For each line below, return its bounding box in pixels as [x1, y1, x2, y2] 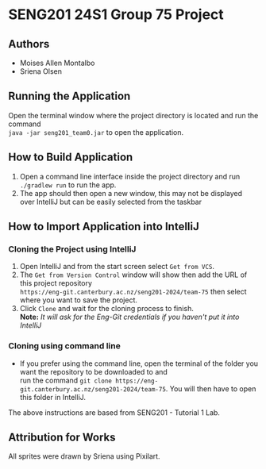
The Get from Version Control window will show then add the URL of [19, 270, 248, 279]
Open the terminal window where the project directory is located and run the [8, 110, 259, 120]
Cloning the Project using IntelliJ [8, 244, 137, 255]
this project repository [19, 279, 93, 288]
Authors [8, 37, 50, 51]
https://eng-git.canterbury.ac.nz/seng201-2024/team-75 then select [19, 287, 248, 297]
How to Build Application [8, 151, 133, 164]
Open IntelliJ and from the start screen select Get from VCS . [19, 262, 215, 271]
